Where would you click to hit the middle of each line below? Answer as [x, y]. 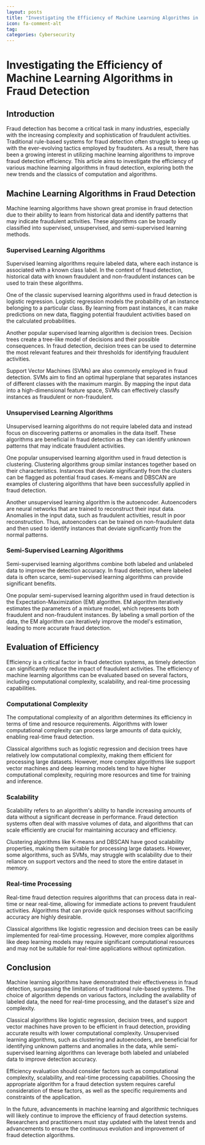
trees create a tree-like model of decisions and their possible [83, 339]
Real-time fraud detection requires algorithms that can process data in [95, 897]
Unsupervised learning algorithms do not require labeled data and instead [99, 426]
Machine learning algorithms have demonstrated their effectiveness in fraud [102, 982]
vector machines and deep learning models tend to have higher [86, 768]
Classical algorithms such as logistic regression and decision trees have [97, 748]
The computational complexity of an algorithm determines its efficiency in [99, 717]
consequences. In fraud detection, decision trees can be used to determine [101, 346]
